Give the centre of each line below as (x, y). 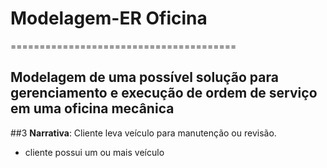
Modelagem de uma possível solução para (144, 77)
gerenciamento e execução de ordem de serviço (164, 93)
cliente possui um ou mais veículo (94, 152)
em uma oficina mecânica (92, 108)
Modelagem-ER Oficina (109, 18)
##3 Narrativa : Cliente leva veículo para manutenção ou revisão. (143, 133)
